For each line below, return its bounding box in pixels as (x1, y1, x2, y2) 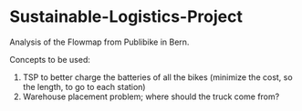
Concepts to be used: (9, 54, 91, 65)
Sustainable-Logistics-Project (9, 6, 244, 27)
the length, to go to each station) (22, 81, 146, 92)
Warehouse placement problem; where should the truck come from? (22, 91, 280, 102)
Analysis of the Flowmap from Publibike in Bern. (9, 36, 190, 47)
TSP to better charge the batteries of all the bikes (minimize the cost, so (22, 71, 294, 83)
